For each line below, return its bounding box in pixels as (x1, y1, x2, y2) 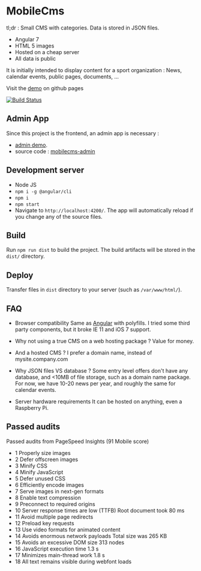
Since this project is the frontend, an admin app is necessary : (6, 129, 159, 136)
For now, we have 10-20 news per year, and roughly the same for (14, 380, 176, 387)
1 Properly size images (14, 449, 71, 456)
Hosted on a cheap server (14, 48, 80, 55)
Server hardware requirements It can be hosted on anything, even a (14, 398, 182, 405)
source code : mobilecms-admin (14, 147, 95, 154)
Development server (6, 165, 85, 176)
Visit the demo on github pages (6, 84, 84, 91)
